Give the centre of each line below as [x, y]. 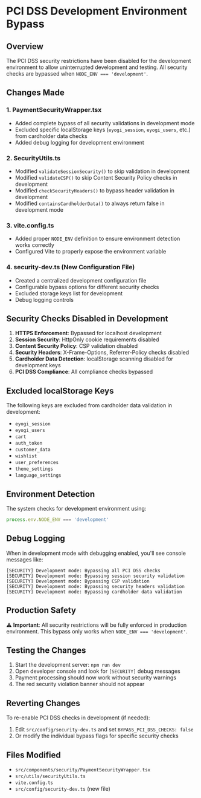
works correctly [34, 245]
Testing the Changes [46, 650]
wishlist [26, 456]
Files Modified [34, 755]
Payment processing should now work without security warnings [96, 678]
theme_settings [34, 469]
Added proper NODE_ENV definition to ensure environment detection [97, 239]
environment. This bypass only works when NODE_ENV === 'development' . [97, 631]
